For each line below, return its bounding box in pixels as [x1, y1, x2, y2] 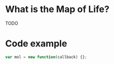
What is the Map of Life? [5, 4, 110, 15]
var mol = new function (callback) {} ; [5, 54, 87, 59]
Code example [5, 38, 67, 49]
